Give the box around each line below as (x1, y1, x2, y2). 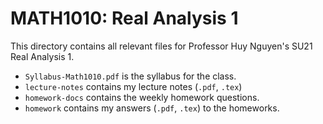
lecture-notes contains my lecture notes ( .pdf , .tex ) (24, 80, 243, 92)
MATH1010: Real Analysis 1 (10, 7, 239, 30)
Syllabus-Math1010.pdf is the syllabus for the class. (24, 70, 237, 82)
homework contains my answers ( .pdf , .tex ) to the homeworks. (24, 102, 280, 114)
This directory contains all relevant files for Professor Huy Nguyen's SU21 (10, 40, 313, 52)
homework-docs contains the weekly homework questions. (24, 91, 260, 103)
